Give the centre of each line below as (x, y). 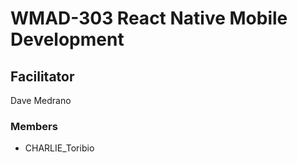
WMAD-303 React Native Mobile (149, 18)
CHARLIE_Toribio (59, 148)
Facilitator (42, 76)
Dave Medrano (41, 100)
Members (34, 126)
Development (67, 39)
